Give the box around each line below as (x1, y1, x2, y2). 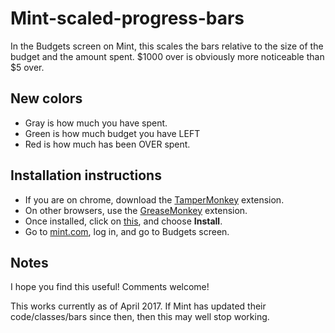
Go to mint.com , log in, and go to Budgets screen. (24, 225, 230, 237)
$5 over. (10, 61, 45, 73)
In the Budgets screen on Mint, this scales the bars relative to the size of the (10, 40, 324, 52)
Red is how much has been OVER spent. (24, 138, 191, 150)
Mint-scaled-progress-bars (10, 7, 245, 30)
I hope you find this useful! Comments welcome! (10, 281, 210, 293)
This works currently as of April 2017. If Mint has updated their (10, 300, 267, 312)
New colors (10, 90, 83, 107)
